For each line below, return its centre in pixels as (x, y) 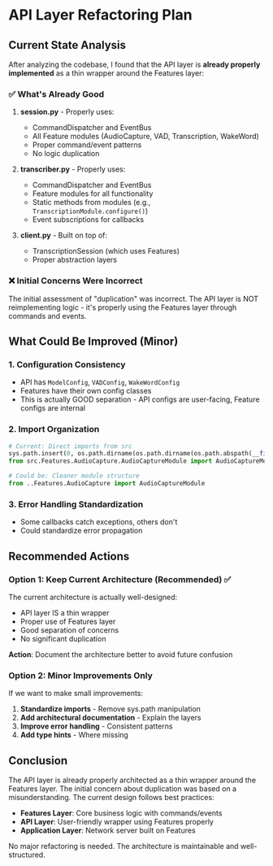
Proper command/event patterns (87, 145)
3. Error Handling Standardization (76, 504)
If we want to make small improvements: (76, 694)
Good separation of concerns (69, 630)
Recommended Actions (69, 556)
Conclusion (38, 761)
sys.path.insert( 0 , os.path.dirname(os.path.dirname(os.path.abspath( (130, 454)
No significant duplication (63, 638)
